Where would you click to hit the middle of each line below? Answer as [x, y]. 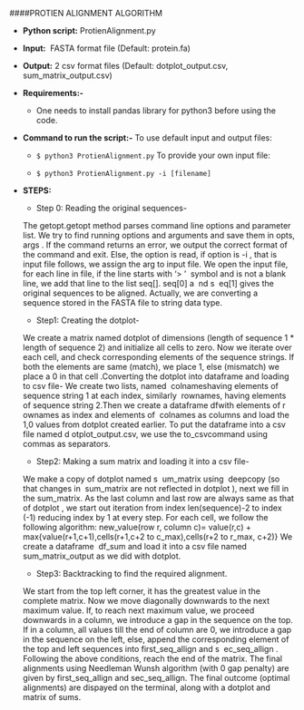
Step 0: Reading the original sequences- [112, 208]
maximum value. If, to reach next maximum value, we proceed [138, 610]
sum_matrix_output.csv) [68, 75]
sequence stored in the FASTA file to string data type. [123, 302]
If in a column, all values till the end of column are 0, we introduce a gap [157, 630]
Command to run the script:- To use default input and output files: [147, 138]
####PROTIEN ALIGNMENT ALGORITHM [86, 13]
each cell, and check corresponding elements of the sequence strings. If [158, 357]
